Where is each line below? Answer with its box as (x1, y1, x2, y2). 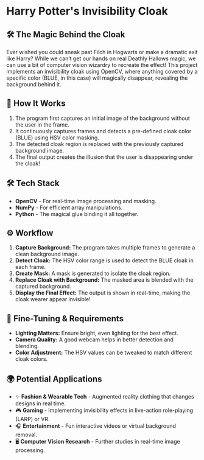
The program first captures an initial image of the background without (15, 114, 190, 122)
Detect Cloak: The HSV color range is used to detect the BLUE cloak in (15, 257, 194, 264)
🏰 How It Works (6, 99, 66, 109)
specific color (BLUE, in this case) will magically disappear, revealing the (6, 74, 188, 82)
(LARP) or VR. (15, 416, 50, 423)
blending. (15, 343, 40, 350)
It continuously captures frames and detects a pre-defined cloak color (15, 127, 192, 134)
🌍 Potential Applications (6, 374, 102, 384)
